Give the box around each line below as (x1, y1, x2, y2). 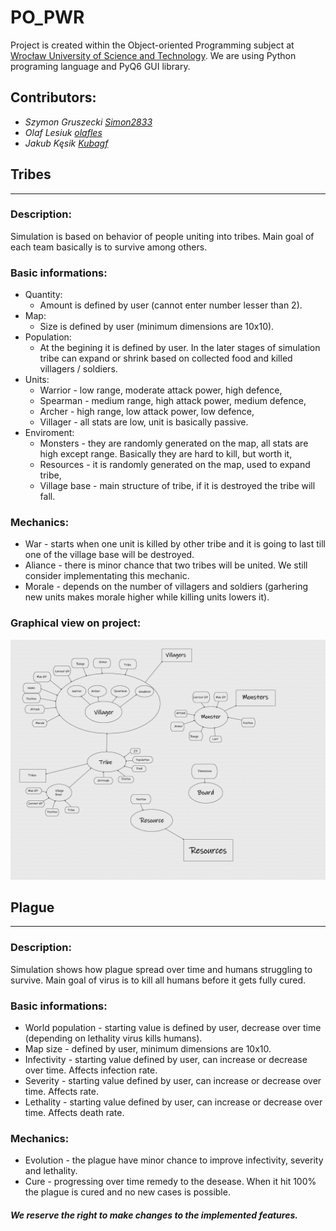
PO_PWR (10, 6, 85, 29)
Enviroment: (24, 427, 75, 439)
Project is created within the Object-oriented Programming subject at (10, 39, 295, 51)
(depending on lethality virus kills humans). (24, 1032, 203, 1045)
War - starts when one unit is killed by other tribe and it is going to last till (24, 538, 326, 550)
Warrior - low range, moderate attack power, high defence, (39, 384, 283, 396)
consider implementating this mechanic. (24, 570, 190, 582)
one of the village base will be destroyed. (24, 549, 195, 561)
